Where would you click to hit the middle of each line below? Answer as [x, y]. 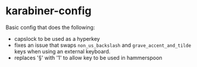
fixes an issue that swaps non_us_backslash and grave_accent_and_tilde [103, 45]
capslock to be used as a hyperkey [57, 39]
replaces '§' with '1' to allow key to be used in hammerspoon [88, 58]
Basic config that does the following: [50, 27]
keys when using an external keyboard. [62, 51]
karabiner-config [49, 11]
